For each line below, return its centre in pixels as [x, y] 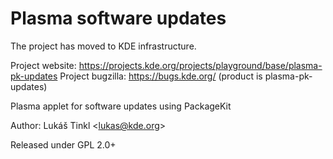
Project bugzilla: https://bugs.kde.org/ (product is [161, 76]
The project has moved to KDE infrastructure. [103, 46]
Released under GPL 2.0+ [63, 144]
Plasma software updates [118, 18]
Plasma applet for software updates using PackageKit [121, 106]
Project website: [43, 65]
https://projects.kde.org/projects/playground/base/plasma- [200, 65]
